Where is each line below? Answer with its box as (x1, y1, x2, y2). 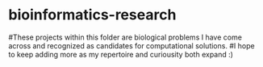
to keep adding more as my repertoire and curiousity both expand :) (8, 49, 234, 59)
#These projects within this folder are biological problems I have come (8, 32, 242, 42)
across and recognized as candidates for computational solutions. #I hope (8, 40, 256, 50)
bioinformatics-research (8, 6, 177, 24)
